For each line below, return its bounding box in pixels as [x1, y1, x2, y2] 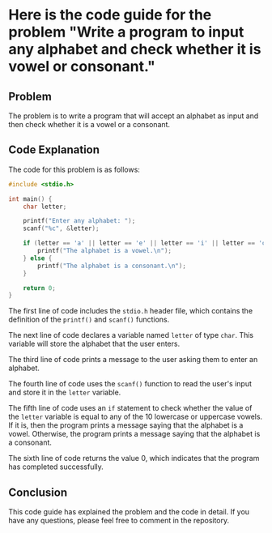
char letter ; [23, 203, 67, 211]
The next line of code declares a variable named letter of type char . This [8, 330, 253, 340]
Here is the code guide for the [8, 6, 212, 24]
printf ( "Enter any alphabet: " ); [23, 217, 136, 225]
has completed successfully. [8, 462, 104, 471]
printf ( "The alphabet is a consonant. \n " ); [37, 262, 186, 270]
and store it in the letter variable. [8, 387, 121, 398]
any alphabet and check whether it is [8, 41, 261, 58]
